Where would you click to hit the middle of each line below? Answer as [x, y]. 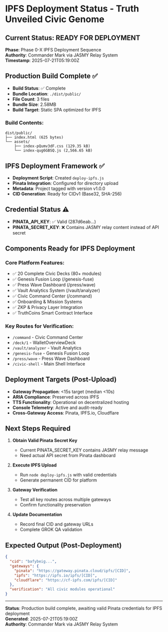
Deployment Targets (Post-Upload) [61, 380]
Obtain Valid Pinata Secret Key [45, 440]
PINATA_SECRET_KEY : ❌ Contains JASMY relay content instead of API [85, 227]
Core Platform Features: [35, 263]
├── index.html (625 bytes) [34, 137]
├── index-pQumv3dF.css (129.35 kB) [52, 146]
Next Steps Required [38, 428]
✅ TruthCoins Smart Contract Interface [52, 313]
